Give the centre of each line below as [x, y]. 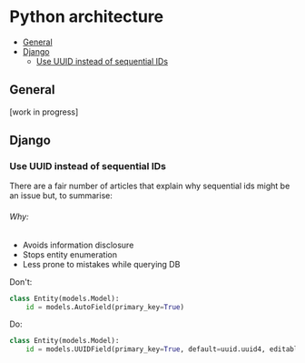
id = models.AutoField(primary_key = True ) [105, 307]
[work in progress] [44, 112]
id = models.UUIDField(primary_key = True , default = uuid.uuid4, [146, 349]
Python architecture [87, 17]
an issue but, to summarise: [61, 196]
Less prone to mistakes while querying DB [101, 264]
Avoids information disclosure [78, 245]
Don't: [21, 282]
